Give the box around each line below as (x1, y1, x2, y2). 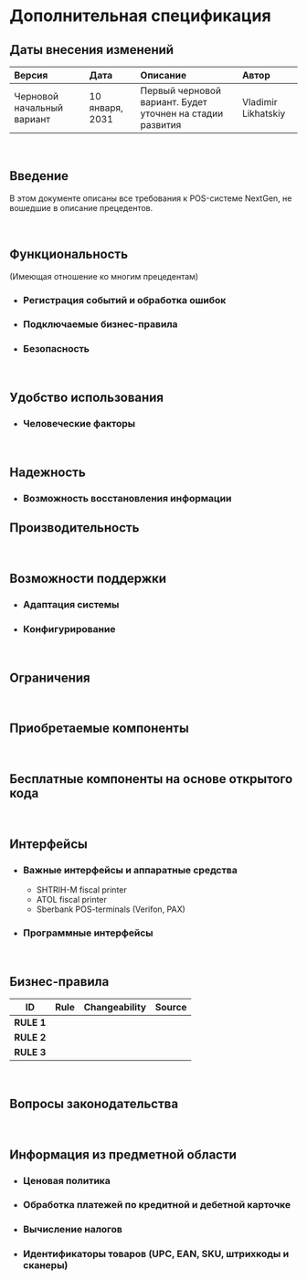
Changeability (83, 1001, 147, 1014)
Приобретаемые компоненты (9, 721, 189, 736)
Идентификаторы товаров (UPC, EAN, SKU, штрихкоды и (22, 1248, 290, 1261)
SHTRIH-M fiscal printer (36, 884, 128, 895)
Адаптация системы (22, 598, 120, 610)
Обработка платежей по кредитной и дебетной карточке (22, 1199, 291, 1211)
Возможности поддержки (9, 570, 167, 586)
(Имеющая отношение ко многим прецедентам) (9, 270, 199, 281)
